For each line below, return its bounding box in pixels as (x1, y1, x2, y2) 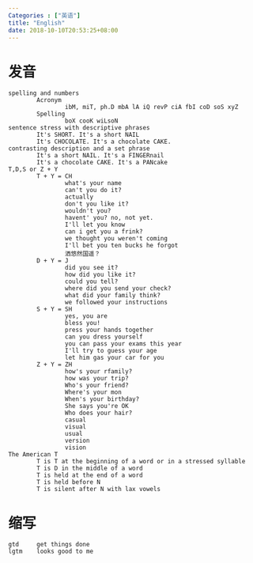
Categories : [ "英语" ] (8, 11, 81, 20)
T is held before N (36, 478, 101, 486)
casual (64, 416, 87, 424)
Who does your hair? (64, 409, 133, 418)
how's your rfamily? (64, 368, 133, 376)
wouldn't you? (64, 207, 111, 215)
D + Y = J (36, 257, 69, 265)
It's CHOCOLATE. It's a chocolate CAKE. (36, 138, 172, 146)
